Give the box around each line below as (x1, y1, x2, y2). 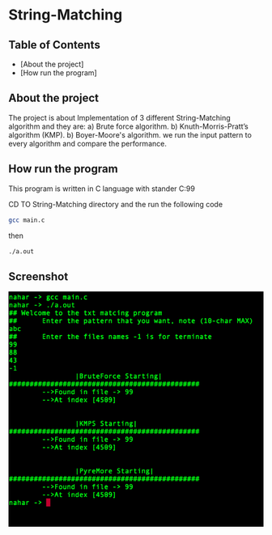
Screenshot (8, 270, 69, 283)
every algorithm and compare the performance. (8, 138, 168, 148)
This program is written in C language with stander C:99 (8, 184, 196, 193)
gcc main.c (8, 216, 45, 224)
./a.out (8, 247, 35, 256)
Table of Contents (8, 38, 101, 52)
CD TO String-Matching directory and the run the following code (8, 199, 223, 209)
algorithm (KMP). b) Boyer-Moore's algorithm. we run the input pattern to (8, 130, 253, 139)
